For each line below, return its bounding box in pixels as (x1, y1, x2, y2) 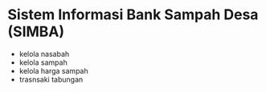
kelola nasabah (18, 49, 70, 58)
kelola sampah (18, 58, 68, 67)
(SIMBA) (7, 22, 65, 41)
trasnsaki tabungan (18, 74, 84, 84)
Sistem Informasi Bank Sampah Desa (7, 6, 259, 24)
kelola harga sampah (18, 66, 89, 75)
